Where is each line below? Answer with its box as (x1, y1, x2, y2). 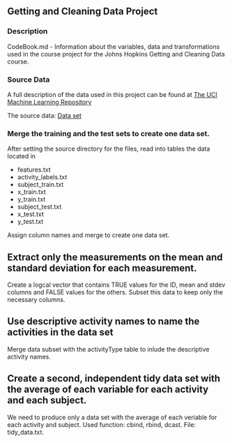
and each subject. (7, 394, 87, 407)
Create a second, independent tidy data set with (7, 373, 221, 384)
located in (7, 152, 36, 160)
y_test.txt (17, 218, 44, 226)
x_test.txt (17, 210, 44, 218)
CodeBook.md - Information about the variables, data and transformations (7, 42, 220, 51)
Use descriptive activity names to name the (7, 315, 200, 327)
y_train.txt (17, 195, 46, 204)
